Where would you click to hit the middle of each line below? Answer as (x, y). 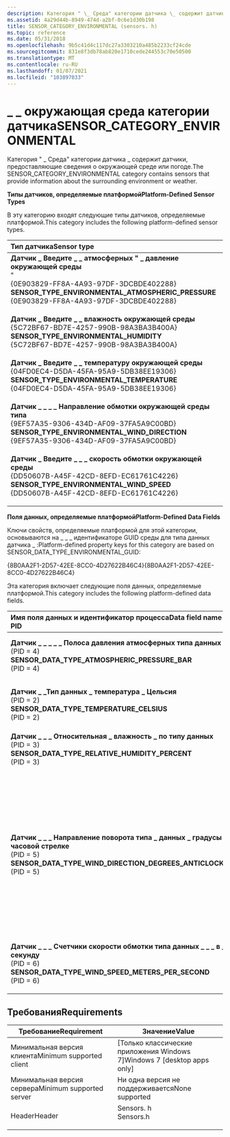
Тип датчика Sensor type (52, 246)
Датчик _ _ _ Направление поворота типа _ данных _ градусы (116, 838)
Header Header (35, 1116)
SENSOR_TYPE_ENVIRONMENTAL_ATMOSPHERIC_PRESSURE (114, 292)
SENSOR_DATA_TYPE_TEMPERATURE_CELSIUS (89, 709)
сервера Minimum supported (57, 1088)
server (21, 1097)
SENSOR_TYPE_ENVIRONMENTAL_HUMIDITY (86, 336)
